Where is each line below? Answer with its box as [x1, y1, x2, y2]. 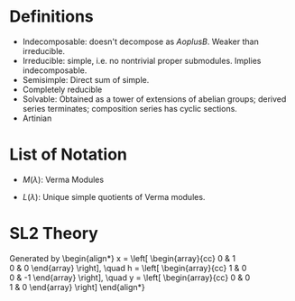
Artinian [22, 113, 52, 123]
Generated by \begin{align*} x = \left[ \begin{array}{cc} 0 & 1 [9, 252, 236, 263]
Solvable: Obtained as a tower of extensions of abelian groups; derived [22, 93, 287, 105]
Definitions [9, 6, 95, 27]
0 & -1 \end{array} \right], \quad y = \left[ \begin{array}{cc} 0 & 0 [9, 272, 251, 283]
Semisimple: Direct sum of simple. [22, 74, 150, 85]
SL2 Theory [9, 223, 99, 244]
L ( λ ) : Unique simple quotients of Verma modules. [22, 191, 206, 202]
